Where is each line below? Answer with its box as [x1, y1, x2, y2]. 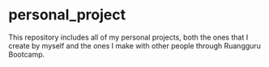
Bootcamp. [8, 49, 45, 59]
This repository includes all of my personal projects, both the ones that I [8, 32, 249, 42]
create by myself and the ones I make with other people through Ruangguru [8, 40, 262, 50]
